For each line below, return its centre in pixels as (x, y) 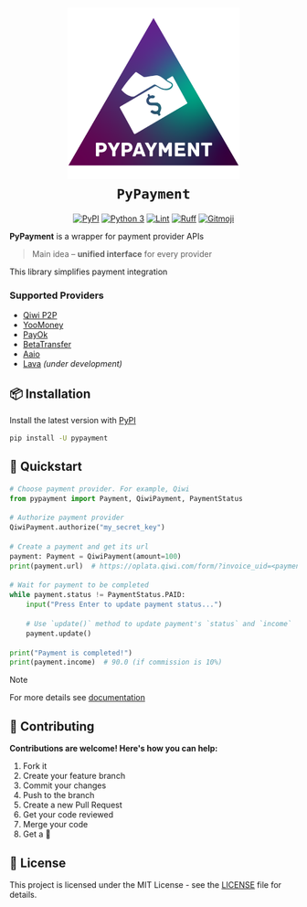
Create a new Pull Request (73, 805)
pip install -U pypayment (58, 438)
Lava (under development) (73, 364)
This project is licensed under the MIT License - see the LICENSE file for (145, 884)
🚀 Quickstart (46, 467)
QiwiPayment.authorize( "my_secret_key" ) (88, 528)
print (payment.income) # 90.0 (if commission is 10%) (116, 662)
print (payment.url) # (53, 566)
